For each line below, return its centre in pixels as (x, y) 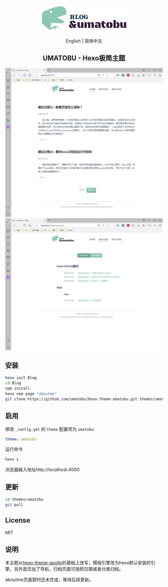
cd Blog (13, 383)
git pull (14, 505)
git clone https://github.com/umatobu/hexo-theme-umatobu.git (71, 399)
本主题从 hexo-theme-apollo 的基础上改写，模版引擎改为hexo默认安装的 (78, 562)
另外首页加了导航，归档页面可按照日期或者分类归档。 (68, 569)
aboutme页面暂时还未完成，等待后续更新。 (49, 579)
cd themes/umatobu (24, 500)
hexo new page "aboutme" (31, 394)
